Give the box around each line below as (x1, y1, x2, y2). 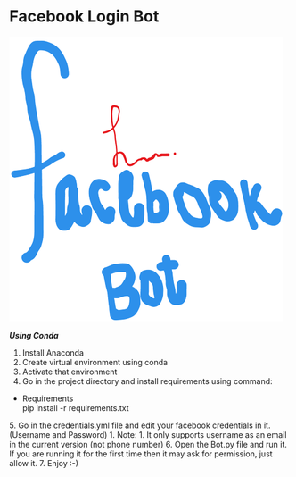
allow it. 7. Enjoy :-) (9, 457, 78, 468)
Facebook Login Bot (9, 6, 160, 27)
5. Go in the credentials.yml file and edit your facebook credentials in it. (9, 420, 271, 431)
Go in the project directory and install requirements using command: (21, 375, 274, 386)
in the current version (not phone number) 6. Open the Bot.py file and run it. (9, 439, 288, 449)
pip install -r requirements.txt (21, 402, 129, 413)
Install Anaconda (21, 347, 85, 358)
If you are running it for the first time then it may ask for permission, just (9, 448, 274, 459)
